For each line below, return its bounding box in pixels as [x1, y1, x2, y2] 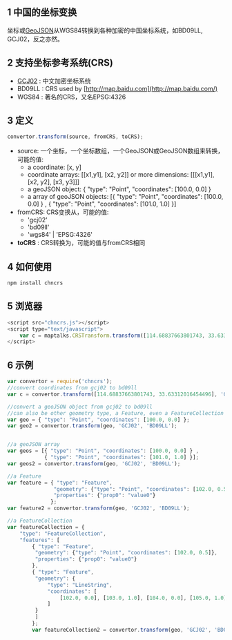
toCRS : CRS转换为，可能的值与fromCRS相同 [17, 239, 146, 247]
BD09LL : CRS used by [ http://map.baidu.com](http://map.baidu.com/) [17, 84, 218, 93]
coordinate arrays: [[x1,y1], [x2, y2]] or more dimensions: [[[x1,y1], [27, 171, 215, 179]
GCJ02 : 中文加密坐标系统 [17, 77, 91, 85]
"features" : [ [19, 536, 60, 543]
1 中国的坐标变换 [7, 6, 77, 19]
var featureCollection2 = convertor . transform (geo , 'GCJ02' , [32, 626, 212, 633]
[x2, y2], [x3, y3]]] [27, 178, 80, 186]
